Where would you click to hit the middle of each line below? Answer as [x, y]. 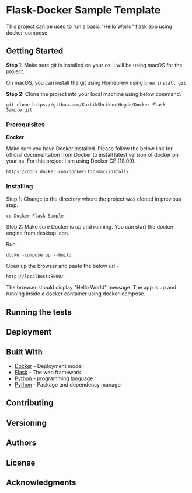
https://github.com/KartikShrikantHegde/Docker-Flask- [100, 105]
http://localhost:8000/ [35, 277]
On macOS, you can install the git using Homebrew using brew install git [96, 82]
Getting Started [35, 51]
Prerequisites [25, 125]
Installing [20, 186]
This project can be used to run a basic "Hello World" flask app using [89, 26]
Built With [24, 352]
